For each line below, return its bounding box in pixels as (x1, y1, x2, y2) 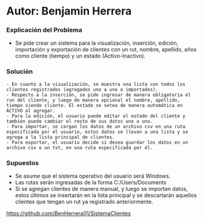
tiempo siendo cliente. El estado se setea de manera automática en (6, 102, 183, 108)
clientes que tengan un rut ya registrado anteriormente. (15, 198, 153, 205)
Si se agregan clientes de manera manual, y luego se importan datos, (15, 186, 188, 193)
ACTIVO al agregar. (6, 108, 56, 114)
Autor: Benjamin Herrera (6, 4, 132, 18)
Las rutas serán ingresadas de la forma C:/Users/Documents (15, 179, 167, 186)
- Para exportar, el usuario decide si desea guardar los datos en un (6, 139, 188, 146)
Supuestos (6, 158, 39, 167)
